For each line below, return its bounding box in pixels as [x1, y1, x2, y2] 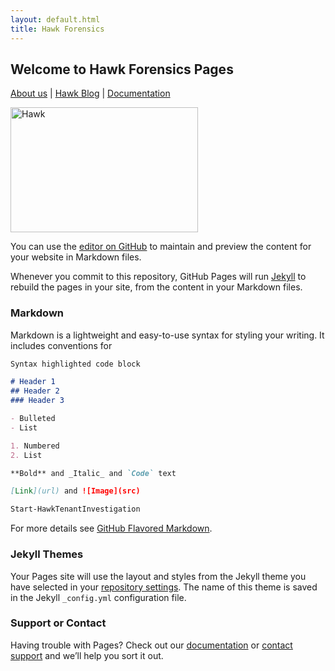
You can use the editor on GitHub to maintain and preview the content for [10, 241, 312, 253]
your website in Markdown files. [10, 251, 142, 263]
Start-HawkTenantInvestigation [10, 504, 141, 515]
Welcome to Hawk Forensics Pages [10, 61, 234, 78]
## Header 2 [10, 386, 60, 396]
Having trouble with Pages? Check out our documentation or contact [10, 639, 293, 651]
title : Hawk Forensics [10, 24, 105, 34]
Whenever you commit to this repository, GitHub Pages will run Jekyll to [10, 271, 307, 283]
